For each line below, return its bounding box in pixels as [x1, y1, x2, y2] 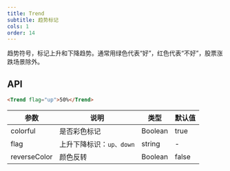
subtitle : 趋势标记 [7, 17, 59, 23]
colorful [10, 125, 36, 135]
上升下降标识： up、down [59, 139, 136, 149]
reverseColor [10, 152, 53, 161]
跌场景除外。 [7, 58, 43, 66]
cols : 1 [7, 23, 30, 30]
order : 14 [7, 29, 36, 37]
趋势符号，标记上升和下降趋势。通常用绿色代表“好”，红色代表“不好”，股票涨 [7, 49, 223, 57]
